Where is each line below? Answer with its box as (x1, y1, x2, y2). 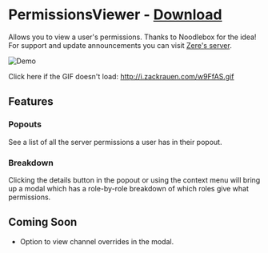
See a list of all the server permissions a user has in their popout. (8, 137, 222, 147)
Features (8, 94, 54, 109)
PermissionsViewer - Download (8, 6, 222, 24)
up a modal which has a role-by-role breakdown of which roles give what (8, 183, 250, 193)
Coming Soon (8, 215, 78, 229)
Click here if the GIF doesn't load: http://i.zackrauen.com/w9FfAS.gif (8, 71, 234, 81)
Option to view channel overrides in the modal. (19, 236, 174, 246)
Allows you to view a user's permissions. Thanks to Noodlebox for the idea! (8, 32, 257, 42)
